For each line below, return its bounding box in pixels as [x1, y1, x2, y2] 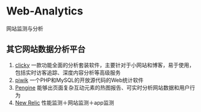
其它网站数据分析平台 [6, 44, 85, 55]
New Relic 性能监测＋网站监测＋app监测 [14, 99, 114, 106]
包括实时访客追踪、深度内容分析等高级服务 [14, 69, 121, 76]
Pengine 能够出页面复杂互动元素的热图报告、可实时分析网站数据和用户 [14, 84, 190, 91]
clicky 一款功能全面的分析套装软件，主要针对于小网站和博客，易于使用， [14, 61, 195, 69]
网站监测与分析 [6, 25, 43, 32]
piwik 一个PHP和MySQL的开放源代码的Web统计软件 [14, 76, 144, 84]
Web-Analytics [6, 4, 83, 18]
